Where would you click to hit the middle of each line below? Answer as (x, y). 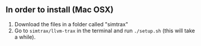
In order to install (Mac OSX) (60, 10)
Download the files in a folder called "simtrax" (71, 24)
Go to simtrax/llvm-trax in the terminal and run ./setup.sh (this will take (104, 30)
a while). (25, 37)
